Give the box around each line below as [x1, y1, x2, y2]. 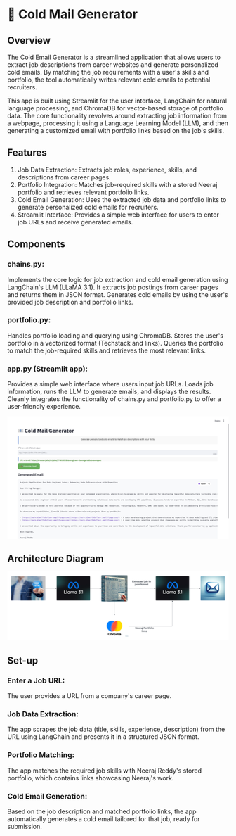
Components [7, 239, 65, 251]
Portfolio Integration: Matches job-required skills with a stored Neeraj [17, 180, 218, 189]
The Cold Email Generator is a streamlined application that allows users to [7, 53, 221, 61]
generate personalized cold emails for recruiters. [17, 203, 159, 211]
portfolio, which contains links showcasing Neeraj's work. [7, 773, 174, 782]
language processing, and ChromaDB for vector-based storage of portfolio [7, 104, 223, 112]
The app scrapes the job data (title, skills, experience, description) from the [7, 725, 225, 734]
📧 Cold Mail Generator [7, 6, 138, 23]
